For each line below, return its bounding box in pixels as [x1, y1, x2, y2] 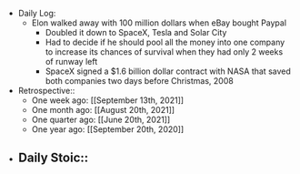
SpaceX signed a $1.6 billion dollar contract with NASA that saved [45, 66, 291, 77]
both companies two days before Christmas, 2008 [45, 76, 234, 86]
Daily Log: [17, 8, 56, 18]
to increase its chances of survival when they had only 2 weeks [45, 46, 284, 57]
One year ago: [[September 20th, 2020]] [31, 124, 185, 135]
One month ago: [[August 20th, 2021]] [31, 105, 175, 115]
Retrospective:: [17, 86, 75, 96]
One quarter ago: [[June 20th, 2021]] [31, 114, 171, 125]
